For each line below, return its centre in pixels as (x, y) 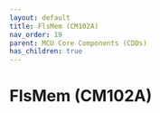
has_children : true (46, 52)
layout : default (40, 18)
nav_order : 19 (36, 34)
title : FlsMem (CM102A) (54, 26)
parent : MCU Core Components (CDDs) (78, 43)
